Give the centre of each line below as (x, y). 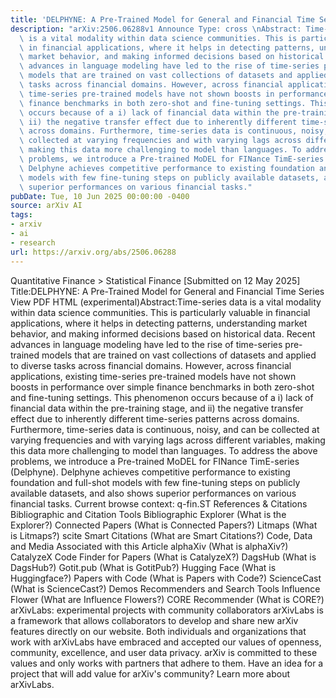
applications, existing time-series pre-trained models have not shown (153, 376)
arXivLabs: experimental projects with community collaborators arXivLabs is (167, 610)
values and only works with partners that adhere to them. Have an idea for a (167, 663)
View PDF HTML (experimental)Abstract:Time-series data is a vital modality (166, 302)
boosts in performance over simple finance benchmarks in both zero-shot (162, 387)
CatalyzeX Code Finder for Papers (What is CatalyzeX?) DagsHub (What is (163, 557)
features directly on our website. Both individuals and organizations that (158, 631)
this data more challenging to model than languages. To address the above (164, 450)
